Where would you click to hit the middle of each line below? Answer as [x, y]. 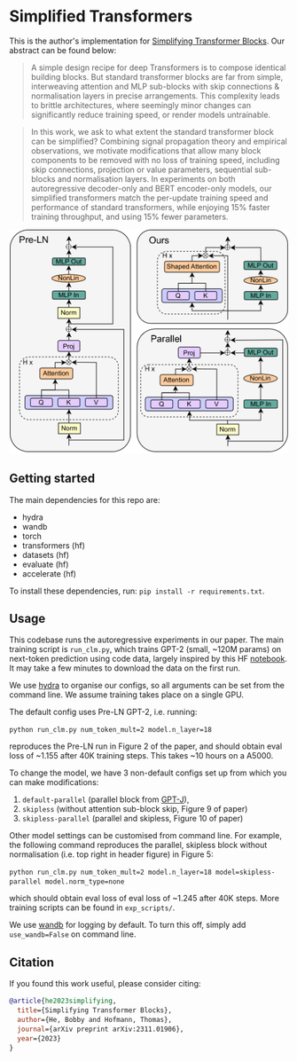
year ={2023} [39, 1038]
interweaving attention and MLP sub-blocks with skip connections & [155, 86]
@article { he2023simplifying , [63, 1001]
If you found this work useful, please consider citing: [105, 984]
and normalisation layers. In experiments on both [147, 178]
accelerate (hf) [49, 573]
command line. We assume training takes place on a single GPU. [126, 695]
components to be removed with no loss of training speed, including [155, 160]
